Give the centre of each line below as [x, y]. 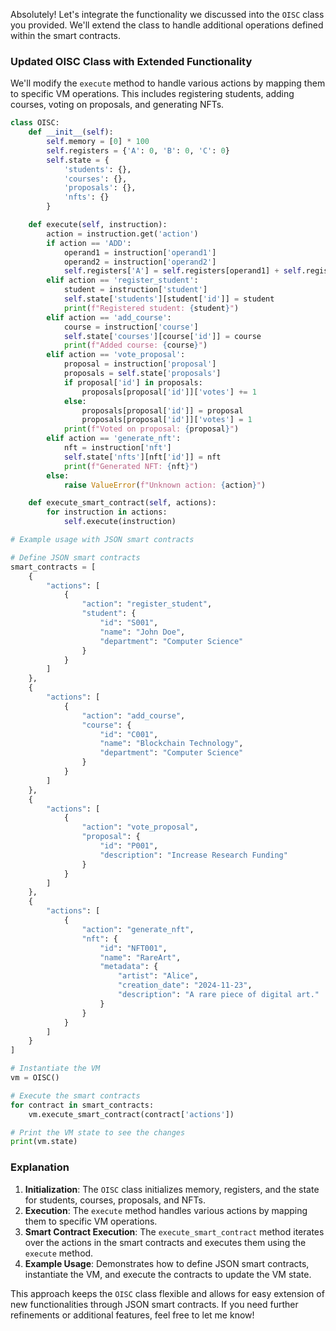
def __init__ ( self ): [71, 132]
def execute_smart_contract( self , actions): [122, 503]
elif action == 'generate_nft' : [114, 439]
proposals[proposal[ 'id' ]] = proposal [162, 410]
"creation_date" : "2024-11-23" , [185, 985]
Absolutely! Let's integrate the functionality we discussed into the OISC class [167, 14]
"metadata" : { [129, 967]
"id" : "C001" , [129, 734]
